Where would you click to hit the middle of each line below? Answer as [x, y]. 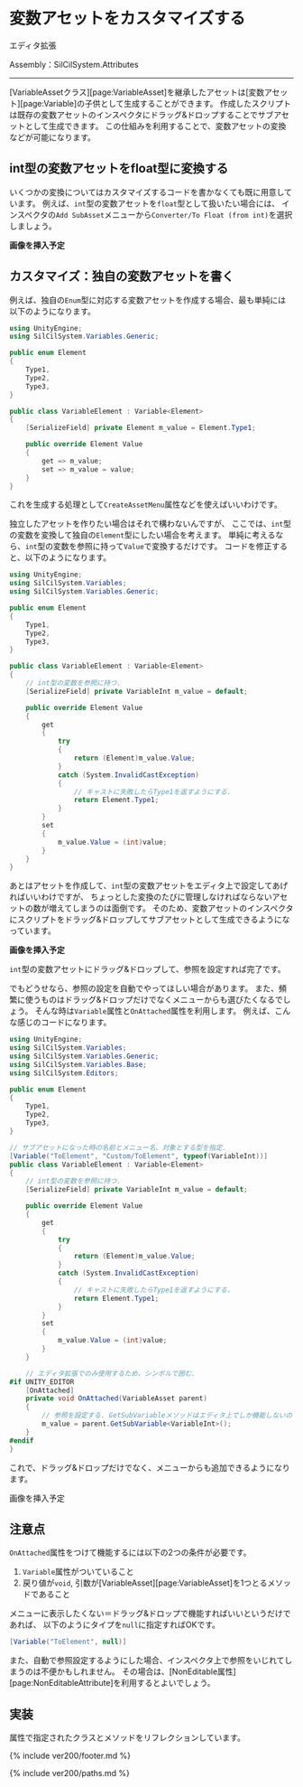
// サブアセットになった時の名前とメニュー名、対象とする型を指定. [118, 1147]
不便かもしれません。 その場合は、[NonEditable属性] [138, 1671]
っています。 [32, 931]
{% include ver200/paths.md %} [70, 1773]
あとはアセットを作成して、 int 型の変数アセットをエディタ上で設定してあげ [149, 885]
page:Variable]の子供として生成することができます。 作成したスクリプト [157, 103]
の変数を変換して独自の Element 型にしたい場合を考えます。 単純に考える [142, 535]
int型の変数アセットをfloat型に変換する [119, 168]
